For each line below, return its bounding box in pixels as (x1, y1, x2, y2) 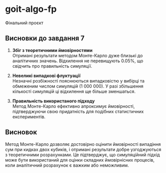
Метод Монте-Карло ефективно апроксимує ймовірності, (12, 103, 135, 109)
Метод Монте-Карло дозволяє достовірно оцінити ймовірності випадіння (5, 141, 161, 147)
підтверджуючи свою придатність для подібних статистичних (12, 108, 144, 114)
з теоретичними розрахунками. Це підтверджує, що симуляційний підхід (5, 152, 160, 158)
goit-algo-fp (5, 3, 57, 15)
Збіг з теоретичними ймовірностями (12, 47, 93, 53)
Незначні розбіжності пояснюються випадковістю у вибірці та (12, 78, 145, 84)
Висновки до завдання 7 (5, 34, 85, 43)
